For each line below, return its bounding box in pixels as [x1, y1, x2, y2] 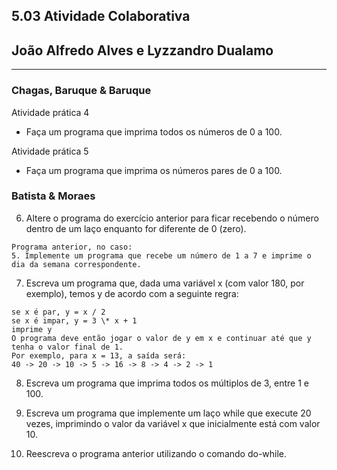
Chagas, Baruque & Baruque [11, 84, 152, 98]
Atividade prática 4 [11, 106, 90, 118]
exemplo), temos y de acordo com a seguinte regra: [25, 287, 239, 299]
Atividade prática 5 [11, 145, 89, 157]
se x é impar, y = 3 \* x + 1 [11, 315, 138, 326]
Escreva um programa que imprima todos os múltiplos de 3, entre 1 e [25, 377, 309, 389]
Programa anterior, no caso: [11, 242, 133, 252]
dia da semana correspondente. [11, 259, 142, 269]
